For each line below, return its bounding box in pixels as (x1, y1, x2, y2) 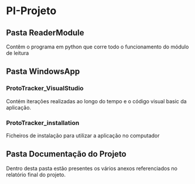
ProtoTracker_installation (6, 119, 79, 127)
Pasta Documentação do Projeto (6, 149, 127, 159)
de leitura (6, 50, 29, 57)
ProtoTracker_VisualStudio (6, 84, 84, 93)
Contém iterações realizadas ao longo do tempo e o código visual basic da (6, 97, 187, 104)
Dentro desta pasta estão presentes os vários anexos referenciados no (6, 165, 178, 172)
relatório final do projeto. (6, 171, 66, 178)
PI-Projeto (6, 4, 57, 18)
